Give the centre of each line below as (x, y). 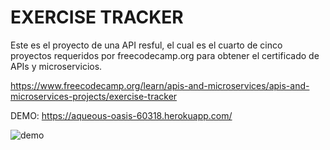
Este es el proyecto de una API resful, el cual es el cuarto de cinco (146, 45)
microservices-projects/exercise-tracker (94, 96)
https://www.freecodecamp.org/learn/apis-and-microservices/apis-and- (160, 85)
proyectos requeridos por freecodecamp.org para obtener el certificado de (165, 55)
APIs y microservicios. (56, 66)
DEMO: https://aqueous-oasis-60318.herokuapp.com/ (121, 115)
